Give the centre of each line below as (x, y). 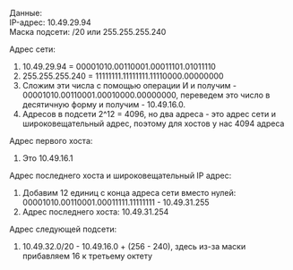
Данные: (26, 13)
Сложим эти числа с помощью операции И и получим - (129, 85)
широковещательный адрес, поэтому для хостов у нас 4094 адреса (153, 123)
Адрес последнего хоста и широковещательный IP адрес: (121, 175)
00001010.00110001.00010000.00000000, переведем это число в (146, 95)
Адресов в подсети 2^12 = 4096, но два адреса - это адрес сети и (149, 114)
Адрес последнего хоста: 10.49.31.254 (95, 212)
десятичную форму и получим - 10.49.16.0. (104, 105)
